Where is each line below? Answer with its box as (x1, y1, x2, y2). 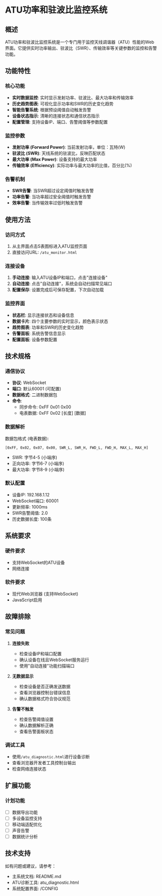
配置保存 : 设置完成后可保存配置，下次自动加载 (12, 287, 104, 293)
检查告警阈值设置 (19, 716, 54, 722)
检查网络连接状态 (12, 766, 47, 772)
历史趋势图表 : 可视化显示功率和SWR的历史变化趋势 (12, 101, 114, 106)
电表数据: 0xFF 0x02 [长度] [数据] (19, 410, 86, 416)
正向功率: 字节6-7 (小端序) (12, 460, 65, 466)
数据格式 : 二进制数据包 (12, 392, 57, 398)
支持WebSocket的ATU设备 (12, 560, 65, 565)
